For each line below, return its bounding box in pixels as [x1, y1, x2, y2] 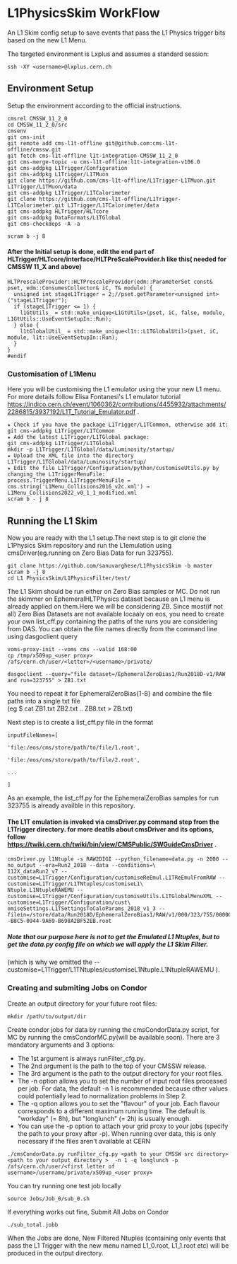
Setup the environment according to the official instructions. [7, 101, 182, 110]
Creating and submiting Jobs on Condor [7, 983, 147, 993]
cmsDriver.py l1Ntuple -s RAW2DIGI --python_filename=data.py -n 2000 [7, 856, 219, 863]
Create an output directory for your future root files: [7, 999, 157, 1008]
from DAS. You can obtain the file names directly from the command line [7, 625, 217, 633]
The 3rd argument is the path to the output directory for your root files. [17, 1069, 224, 1077]
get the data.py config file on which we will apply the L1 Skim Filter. [7, 940, 209, 948]
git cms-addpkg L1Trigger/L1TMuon [7, 171, 109, 178]
